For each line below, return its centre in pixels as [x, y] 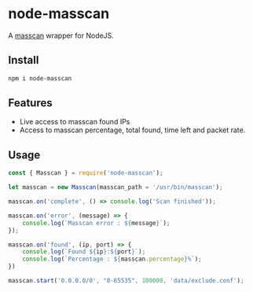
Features [30, 103]
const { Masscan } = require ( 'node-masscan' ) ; [86, 173]
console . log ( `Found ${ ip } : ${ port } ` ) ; [84, 252]
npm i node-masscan [40, 78]
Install [24, 60]
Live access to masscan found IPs [75, 122]
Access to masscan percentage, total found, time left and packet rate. [132, 130]
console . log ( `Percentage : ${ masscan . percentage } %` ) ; [112, 259]
